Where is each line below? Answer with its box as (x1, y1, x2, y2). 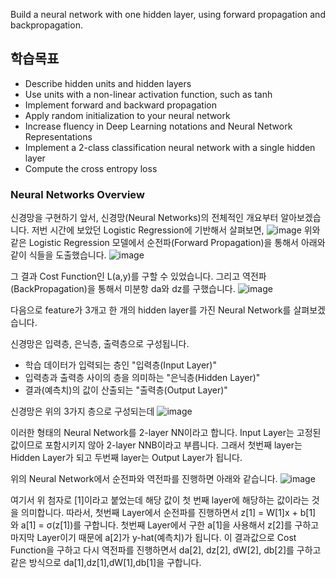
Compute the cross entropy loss (24, 162, 158, 174)
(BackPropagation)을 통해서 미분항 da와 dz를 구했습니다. (10, 283, 236, 295)
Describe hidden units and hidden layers (24, 77, 192, 89)
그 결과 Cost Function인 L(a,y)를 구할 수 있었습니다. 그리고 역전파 (10, 270, 267, 283)
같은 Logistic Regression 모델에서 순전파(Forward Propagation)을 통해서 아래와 (10, 237, 326, 249)
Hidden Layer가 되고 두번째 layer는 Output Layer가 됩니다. (10, 452, 243, 464)
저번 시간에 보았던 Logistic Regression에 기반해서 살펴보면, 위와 (31, 224, 321, 236)
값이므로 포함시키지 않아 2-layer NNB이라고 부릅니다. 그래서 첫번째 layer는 (10, 439, 303, 451)
